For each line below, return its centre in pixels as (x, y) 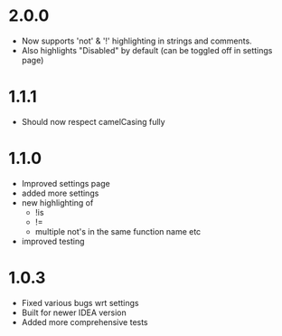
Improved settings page (66, 183)
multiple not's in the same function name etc (118, 231)
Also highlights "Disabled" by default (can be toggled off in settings (147, 50)
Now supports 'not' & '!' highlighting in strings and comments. (136, 41)
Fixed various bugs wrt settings (80, 302)
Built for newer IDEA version (74, 312)
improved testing (53, 241)
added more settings (60, 193)
